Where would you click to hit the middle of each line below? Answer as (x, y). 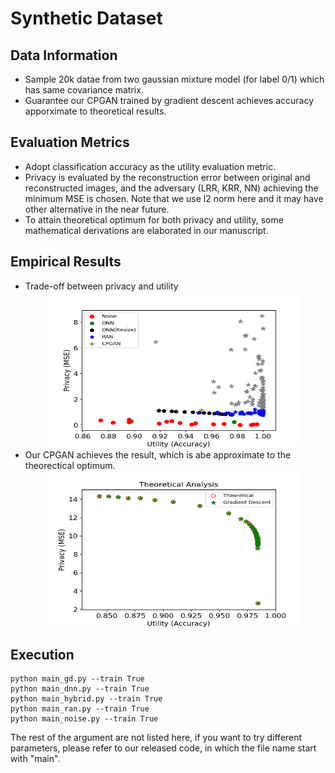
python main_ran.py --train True (80, 709)
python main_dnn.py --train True (80, 689)
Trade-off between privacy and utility (101, 286)
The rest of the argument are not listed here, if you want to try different (156, 738)
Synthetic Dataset (86, 18)
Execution (42, 655)
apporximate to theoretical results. (95, 111)
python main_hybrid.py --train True (86, 699)
